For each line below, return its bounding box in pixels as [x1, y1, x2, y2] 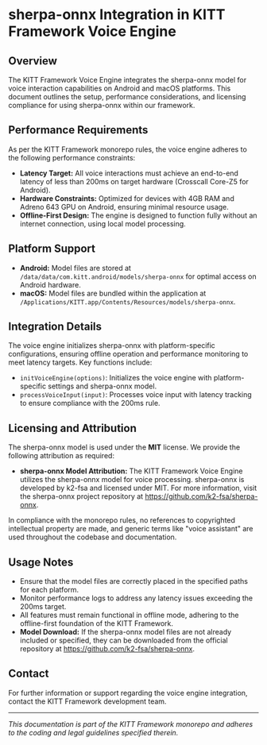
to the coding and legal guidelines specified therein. [8, 728, 179, 737]
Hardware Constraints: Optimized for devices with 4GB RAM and [19, 193, 234, 203]
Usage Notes [8, 555, 74, 569]
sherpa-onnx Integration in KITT [8, 6, 226, 24]
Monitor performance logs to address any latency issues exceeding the [19, 593, 253, 603]
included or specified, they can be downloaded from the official [19, 635, 228, 645]
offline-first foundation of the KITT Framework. [19, 619, 173, 628]
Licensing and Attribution [8, 421, 137, 434]
